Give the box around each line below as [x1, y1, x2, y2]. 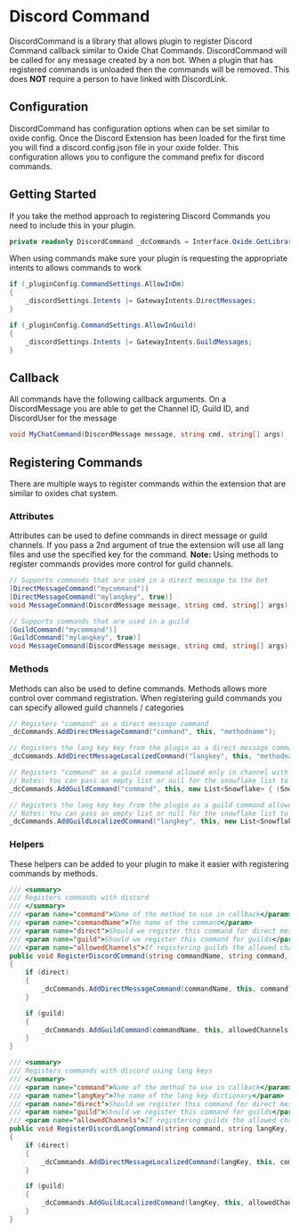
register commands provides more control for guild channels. [9, 559, 234, 569]
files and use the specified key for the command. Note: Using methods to [9, 550, 279, 560]
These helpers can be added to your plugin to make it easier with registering [9, 858, 289, 869]
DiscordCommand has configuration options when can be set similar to [9, 123, 270, 134]
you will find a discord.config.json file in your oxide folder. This [9, 142, 239, 152]
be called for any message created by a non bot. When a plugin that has [9, 54, 274, 65]
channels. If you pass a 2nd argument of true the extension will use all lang [9, 540, 284, 551]
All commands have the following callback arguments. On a [9, 394, 227, 404]
